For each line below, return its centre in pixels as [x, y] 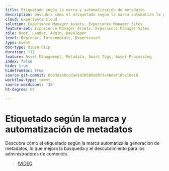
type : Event [18, 43]
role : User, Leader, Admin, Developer [46, 33]
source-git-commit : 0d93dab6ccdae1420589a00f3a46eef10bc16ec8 [72, 75]
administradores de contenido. [37, 154]
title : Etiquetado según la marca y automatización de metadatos [75, 10]
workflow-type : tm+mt [28, 80]
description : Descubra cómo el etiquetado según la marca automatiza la [83, 15]
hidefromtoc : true [24, 71]
